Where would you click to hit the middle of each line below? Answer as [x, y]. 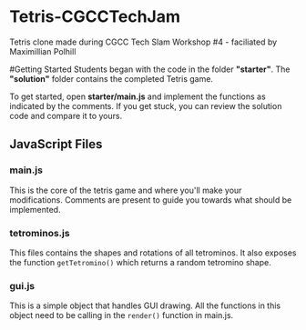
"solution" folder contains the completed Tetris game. [112, 78]
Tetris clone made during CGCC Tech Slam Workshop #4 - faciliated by [143, 42]
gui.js [22, 285]
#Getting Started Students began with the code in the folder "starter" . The [150, 69]
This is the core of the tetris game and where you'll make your [126, 190]
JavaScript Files [56, 144]
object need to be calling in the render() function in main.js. [122, 315]
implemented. [35, 209]
